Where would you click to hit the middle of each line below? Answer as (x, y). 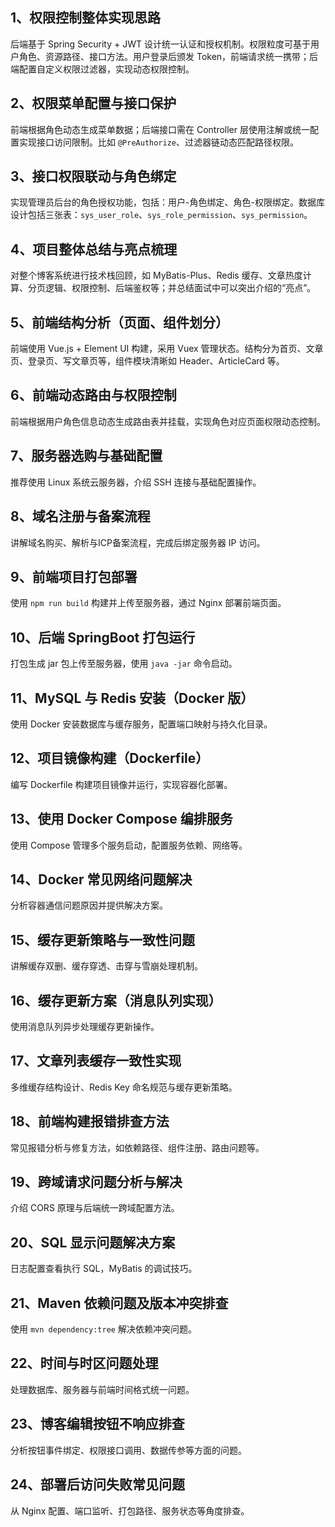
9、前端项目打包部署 (74, 576)
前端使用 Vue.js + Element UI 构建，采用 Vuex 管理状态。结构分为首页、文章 (167, 349)
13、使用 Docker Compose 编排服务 (121, 819)
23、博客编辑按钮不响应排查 (97, 1424)
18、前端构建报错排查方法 (90, 1121)
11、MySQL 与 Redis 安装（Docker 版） (132, 698)
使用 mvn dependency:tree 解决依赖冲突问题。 (103, 1329)
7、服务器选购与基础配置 (86, 456)
